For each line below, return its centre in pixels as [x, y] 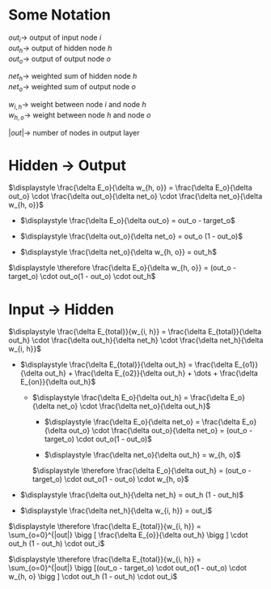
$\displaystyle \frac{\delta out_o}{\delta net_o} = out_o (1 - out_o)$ [131, 236]
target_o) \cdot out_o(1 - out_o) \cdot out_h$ [82, 277]
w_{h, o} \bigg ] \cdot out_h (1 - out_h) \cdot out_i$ [93, 577]
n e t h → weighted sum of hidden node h [73, 77]
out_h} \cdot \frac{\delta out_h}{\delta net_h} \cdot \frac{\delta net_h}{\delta [136, 340]
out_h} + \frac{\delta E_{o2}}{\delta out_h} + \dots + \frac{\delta [151, 373]
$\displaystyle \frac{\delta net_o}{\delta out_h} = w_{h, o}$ [142, 455]
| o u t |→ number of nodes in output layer [74, 132]
